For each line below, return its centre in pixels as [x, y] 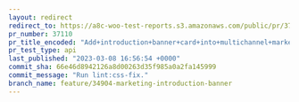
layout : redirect [41, 17]
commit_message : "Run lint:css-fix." [79, 75]
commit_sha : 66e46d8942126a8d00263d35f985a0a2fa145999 [112, 67]
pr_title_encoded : [42, 42]
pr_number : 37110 [41, 34]
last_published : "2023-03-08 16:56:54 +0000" [94, 59]
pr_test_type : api [42, 51]
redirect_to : [33, 26]
